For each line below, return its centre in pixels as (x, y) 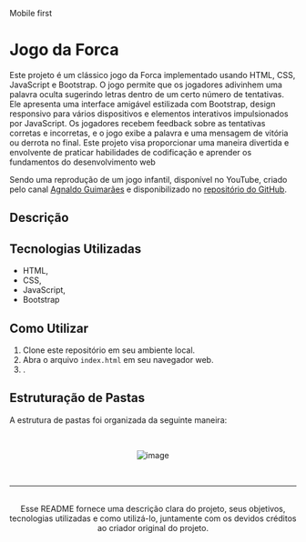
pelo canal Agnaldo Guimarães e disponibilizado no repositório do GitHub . (148, 189)
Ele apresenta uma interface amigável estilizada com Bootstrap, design (143, 104)
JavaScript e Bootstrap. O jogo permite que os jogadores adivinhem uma (146, 85)
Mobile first (31, 13)
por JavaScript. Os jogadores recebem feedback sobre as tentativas (138, 123)
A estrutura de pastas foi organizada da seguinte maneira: (118, 420)
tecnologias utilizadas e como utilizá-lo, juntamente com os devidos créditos (153, 518)
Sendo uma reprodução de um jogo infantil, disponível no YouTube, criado (148, 179)
